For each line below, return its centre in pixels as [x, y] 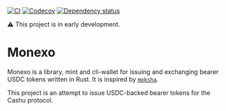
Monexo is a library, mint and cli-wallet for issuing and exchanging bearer [113, 72]
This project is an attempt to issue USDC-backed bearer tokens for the [109, 92]
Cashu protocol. [30, 100]
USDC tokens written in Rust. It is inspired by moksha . [83, 79]
